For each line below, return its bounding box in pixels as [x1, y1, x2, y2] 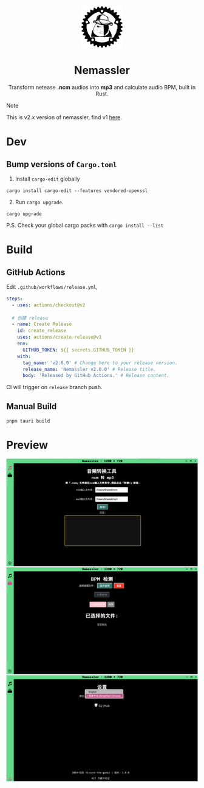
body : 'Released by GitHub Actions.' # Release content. [22, 373, 170, 379]
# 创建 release [12, 315, 49, 321]
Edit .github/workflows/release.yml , [6, 283, 98, 290]
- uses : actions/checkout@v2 [12, 302, 86, 308]
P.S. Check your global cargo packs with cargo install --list [6, 221, 164, 229]
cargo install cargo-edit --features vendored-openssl [6, 187, 148, 194]
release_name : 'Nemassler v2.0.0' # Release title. [22, 366, 156, 372]
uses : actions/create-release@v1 [17, 334, 102, 340]
